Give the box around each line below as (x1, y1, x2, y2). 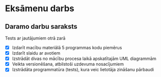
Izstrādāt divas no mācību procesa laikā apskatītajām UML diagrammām (12, 56, 157, 61)
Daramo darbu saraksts (5, 22, 78, 31)
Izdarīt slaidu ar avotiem (12, 50, 61, 56)
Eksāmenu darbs (5, 3, 74, 14)
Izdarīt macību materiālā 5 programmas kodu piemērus (12, 45, 122, 50)
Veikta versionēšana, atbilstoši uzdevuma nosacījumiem (12, 61, 124, 67)
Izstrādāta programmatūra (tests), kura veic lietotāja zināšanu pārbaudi (12, 67, 154, 73)
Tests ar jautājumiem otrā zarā (5, 35, 65, 41)
